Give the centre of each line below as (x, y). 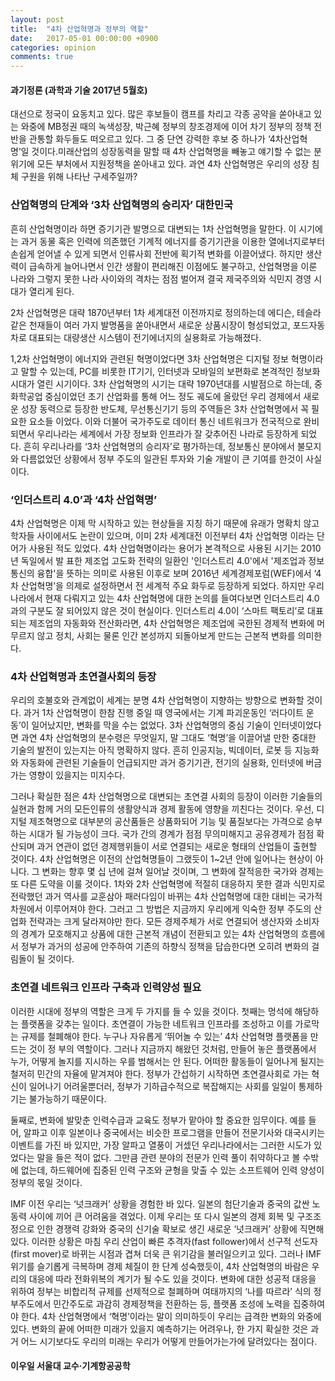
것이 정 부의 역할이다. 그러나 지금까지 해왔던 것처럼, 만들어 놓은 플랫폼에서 (172, 1048)
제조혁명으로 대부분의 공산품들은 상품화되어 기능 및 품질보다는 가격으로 (166, 822)
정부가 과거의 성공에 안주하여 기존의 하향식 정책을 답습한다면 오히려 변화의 (165, 947)
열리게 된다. (51, 291)
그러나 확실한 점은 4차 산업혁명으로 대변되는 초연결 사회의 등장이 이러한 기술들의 (166, 797)
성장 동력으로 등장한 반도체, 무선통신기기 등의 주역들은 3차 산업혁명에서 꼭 (165, 408)
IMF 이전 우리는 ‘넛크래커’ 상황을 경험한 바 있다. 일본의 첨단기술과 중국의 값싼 (160, 1203)
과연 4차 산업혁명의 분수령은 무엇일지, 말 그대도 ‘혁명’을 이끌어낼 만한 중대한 (168, 738)
